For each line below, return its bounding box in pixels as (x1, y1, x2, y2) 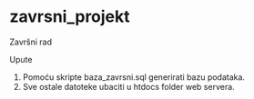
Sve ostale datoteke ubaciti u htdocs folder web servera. (22, 81, 235, 92)
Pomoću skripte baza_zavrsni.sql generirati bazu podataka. (22, 71, 246, 83)
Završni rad (9, 36, 53, 47)
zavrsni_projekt (9, 6, 130, 27)
